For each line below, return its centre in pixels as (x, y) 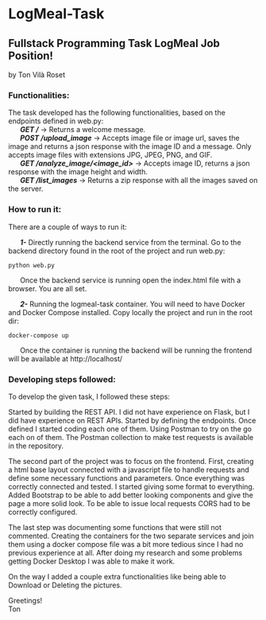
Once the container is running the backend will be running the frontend (136, 350)
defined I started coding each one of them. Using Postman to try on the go (130, 429)
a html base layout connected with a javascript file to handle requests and (129, 470)
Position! (31, 55)
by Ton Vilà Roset (37, 75)
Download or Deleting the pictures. (65, 585)
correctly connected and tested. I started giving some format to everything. (131, 486)
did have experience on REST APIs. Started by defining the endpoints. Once (132, 420)
